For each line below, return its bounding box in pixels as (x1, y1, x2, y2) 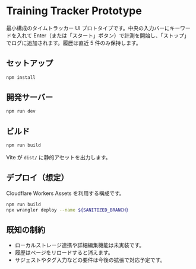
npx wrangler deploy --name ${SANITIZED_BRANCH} (6, 207, 129, 213)
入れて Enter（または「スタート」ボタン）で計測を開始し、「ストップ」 (16, 31, 190, 39)
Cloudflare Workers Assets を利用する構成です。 (6, 190, 125, 197)
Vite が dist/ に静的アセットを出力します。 (6, 154, 111, 161)
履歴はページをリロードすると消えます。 (14, 249, 114, 256)
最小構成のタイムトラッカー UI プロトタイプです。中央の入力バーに (6, 24, 170, 31)
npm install (6, 74, 36, 81)
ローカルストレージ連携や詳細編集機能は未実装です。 (14, 242, 145, 249)
